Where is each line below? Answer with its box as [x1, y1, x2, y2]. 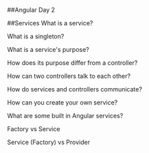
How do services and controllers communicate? [7, 85, 143, 93]
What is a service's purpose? [7, 46, 89, 53]
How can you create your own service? [7, 98, 118, 107]
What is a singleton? [7, 32, 65, 40]
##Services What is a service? [7, 19, 93, 27]
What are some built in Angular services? [7, 112, 124, 120]
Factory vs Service [7, 125, 60, 133]
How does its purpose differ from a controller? [7, 59, 138, 67]
